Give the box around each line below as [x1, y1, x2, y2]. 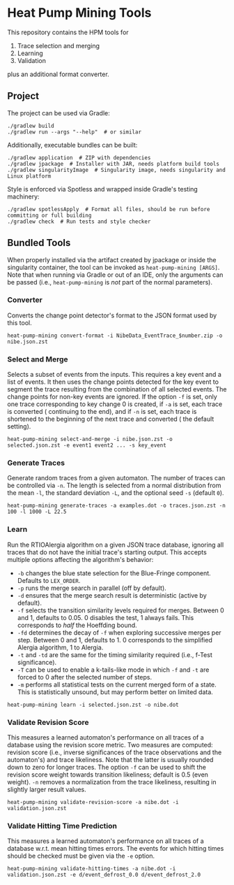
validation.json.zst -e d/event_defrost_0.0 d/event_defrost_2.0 [7, 872, 201, 879]
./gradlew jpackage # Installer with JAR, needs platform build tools [7, 160, 219, 167]
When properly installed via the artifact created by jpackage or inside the [7, 255, 217, 264]
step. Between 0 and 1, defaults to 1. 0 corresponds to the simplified [17, 635, 212, 644]
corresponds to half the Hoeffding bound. [17, 621, 137, 629]
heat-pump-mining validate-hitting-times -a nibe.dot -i [7, 865, 176, 872]
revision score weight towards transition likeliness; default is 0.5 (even [7, 770, 209, 779]
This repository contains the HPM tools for [7, 28, 129, 36]
